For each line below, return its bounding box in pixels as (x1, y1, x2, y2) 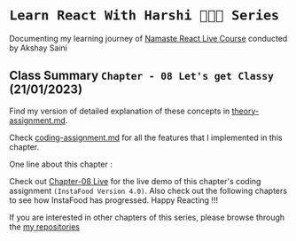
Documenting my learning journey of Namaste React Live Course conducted (9, 33, 288, 43)
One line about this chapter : (9, 159, 113, 169)
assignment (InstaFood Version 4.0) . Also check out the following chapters (9, 185, 288, 196)
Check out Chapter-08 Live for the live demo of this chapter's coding (9, 175, 261, 186)
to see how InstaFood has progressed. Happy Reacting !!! (9, 194, 219, 206)
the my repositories (9, 221, 80, 232)
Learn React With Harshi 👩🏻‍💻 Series (9, 7, 280, 24)
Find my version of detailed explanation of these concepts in (9, 105, 230, 116)
